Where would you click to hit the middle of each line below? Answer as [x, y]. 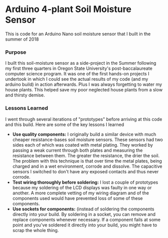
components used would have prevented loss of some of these [77, 198]
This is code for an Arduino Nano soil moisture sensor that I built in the [78, 34]
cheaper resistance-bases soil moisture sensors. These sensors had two [88, 140]
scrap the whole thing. [36, 230]
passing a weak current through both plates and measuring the [77, 150]
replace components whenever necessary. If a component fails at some [87, 219]
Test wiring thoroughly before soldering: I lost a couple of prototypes [85, 182]
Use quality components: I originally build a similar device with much [84, 134]
